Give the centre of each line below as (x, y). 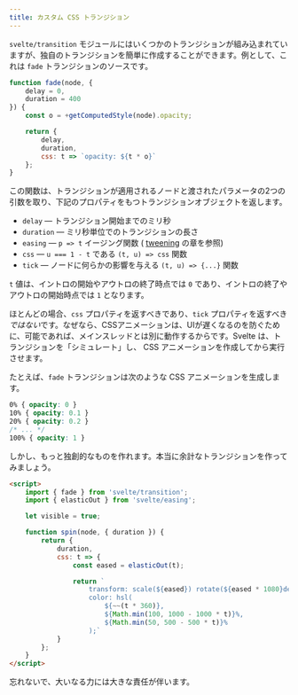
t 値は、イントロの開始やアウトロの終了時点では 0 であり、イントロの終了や (149, 284)
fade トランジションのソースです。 (90, 66)
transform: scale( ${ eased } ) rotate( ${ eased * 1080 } (186, 590)
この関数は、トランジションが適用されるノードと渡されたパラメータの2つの (148, 191)
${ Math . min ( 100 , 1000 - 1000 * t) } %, (174, 614)
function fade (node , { (51, 82)
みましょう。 (32, 467)
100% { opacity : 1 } (47, 438)
